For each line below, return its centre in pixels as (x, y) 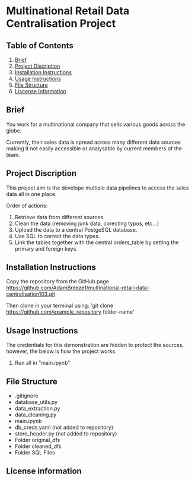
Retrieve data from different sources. (60, 217)
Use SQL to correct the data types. (57, 236)
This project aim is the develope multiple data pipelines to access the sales (97, 188)
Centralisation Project (61, 23)
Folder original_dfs (37, 440)
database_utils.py (36, 402)
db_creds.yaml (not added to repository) (64, 427)
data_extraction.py (37, 409)
